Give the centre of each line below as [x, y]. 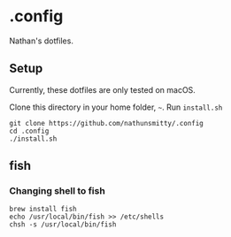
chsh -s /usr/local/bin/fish [63, 225]
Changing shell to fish [58, 191]
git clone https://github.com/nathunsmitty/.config [106, 123]
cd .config [29, 131]
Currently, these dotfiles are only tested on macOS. [103, 89]
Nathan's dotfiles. [41, 41]
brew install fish [43, 210]
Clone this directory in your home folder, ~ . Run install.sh [116, 107]
